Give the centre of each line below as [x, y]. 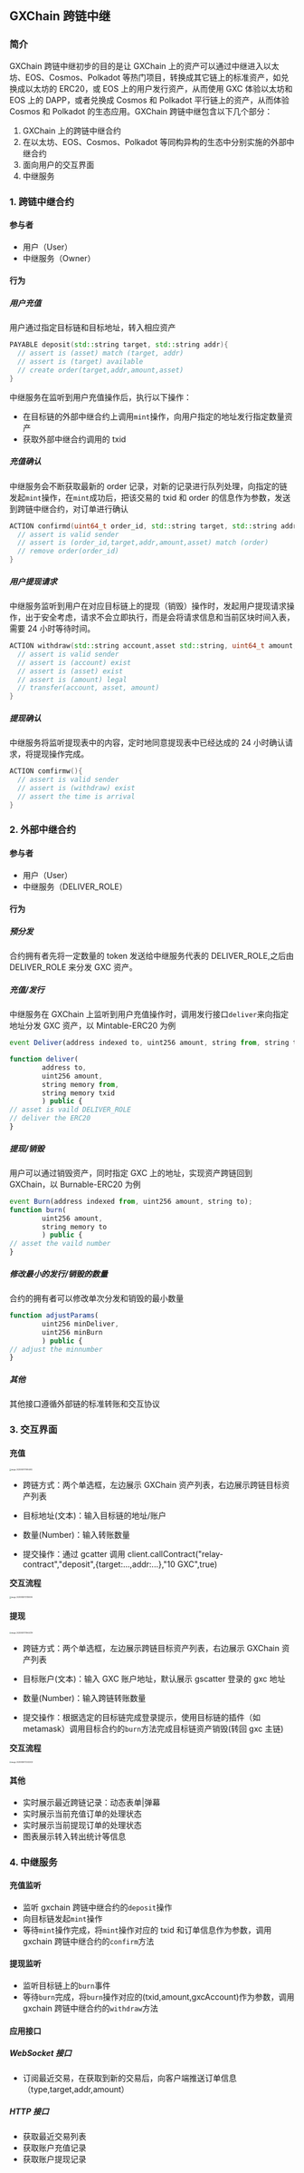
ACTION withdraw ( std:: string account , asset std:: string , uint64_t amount [152, 646]
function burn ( [38, 1209]
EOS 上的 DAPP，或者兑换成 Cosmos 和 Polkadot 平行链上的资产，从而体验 [149, 100]
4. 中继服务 [33, 1862]
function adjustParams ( [54, 1316]
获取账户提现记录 [54, 2158]
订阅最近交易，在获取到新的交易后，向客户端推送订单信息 [129, 2078]
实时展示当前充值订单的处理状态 [82, 1814]
